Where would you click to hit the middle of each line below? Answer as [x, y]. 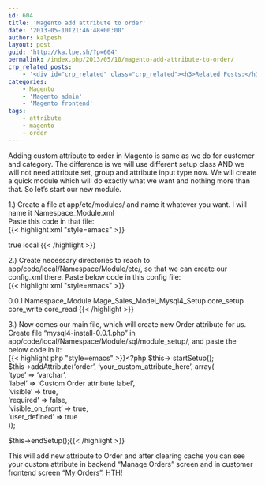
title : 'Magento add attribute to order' [77, 23]
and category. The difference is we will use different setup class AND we [126, 164]
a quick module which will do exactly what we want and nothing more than [129, 180]
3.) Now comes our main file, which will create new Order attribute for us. [127, 324]
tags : [17, 111]
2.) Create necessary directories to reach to [79, 260]
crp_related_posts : [40, 67]
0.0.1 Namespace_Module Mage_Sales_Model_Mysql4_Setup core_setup [126, 300]
